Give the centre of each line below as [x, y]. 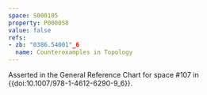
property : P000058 [38, 23]
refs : [17, 38]
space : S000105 [33, 15]
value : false [30, 30]
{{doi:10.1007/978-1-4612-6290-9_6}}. [71, 83]
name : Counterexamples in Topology [74, 52]
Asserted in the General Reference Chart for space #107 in [104, 75]
